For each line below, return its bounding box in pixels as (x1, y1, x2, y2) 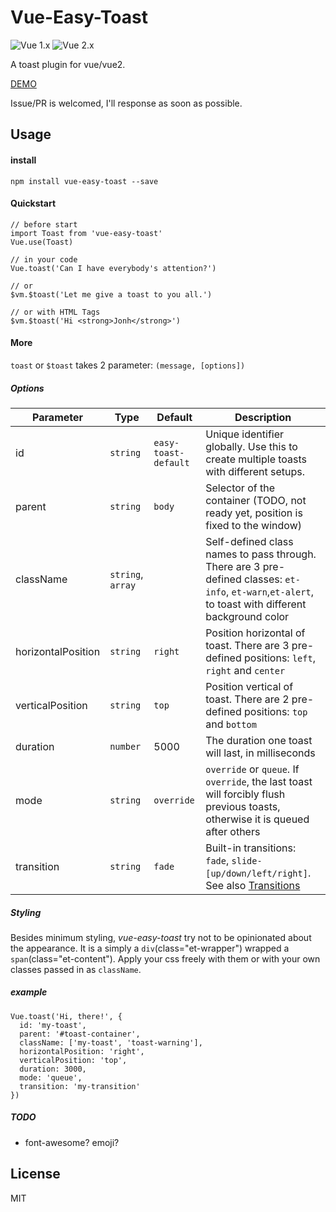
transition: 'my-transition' (19, 1081, 141, 1091)
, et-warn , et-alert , (225, 584, 314, 598)
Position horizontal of (205, 626, 306, 640)
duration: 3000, (19, 1064, 87, 1074)
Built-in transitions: (205, 841, 297, 855)
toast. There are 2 (205, 692, 290, 706)
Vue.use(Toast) (10, 237, 74, 247)
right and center (205, 663, 286, 677)
